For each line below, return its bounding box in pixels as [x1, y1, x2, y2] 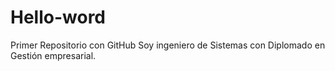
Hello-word [10, 6, 107, 29]
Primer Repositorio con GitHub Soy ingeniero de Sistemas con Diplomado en [10, 39, 326, 51]
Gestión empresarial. [10, 49, 97, 61]
